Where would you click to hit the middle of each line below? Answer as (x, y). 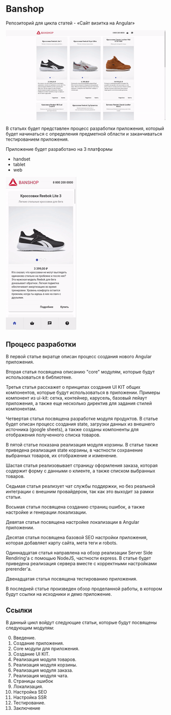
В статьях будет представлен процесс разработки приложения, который (85, 128)
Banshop (25, 9)
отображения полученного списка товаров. (53, 435)
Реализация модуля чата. (41, 676)
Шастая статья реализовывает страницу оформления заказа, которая (82, 466)
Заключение (27, 708)
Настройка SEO (30, 692)
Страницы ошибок (33, 681)
